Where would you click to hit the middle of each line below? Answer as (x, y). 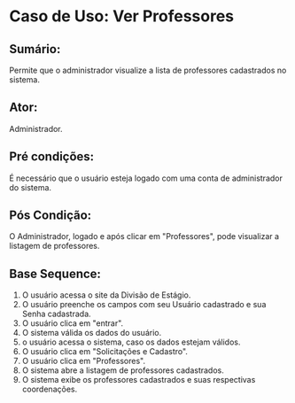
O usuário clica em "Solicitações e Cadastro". (105, 352)
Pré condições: (52, 157)
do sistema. (30, 187)
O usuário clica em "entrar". (73, 323)
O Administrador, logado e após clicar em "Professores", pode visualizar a (144, 236)
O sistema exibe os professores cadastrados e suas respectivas (139, 380)
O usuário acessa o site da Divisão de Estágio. (106, 295)
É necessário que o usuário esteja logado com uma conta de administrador (146, 178)
